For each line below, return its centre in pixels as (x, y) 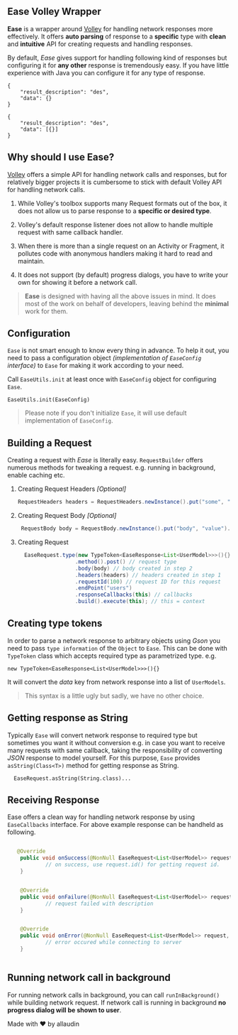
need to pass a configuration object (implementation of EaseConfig (104, 358)
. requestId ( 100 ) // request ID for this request (148, 582)
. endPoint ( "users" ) (103, 588)
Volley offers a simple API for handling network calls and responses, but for (117, 174)
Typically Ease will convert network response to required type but (103, 735)
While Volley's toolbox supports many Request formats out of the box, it (122, 203)
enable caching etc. (36, 475)
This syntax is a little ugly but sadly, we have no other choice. (114, 695)
